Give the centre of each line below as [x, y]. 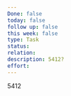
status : [19, 46]
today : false [26, 20]
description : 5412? [36, 60]
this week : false [33, 33]
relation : [22, 53]
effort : [19, 66]
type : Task [23, 40]
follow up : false [33, 27]
